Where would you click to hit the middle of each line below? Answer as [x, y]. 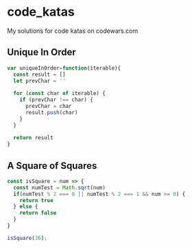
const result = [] [40, 74]
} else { [26, 207]
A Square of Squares [52, 166]
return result [33, 138]
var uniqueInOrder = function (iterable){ [64, 68]
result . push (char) [51, 112]
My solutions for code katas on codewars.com [73, 31]
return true [36, 200]
